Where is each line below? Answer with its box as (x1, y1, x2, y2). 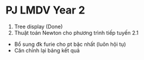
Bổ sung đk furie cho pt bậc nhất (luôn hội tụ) (14, 41, 126, 48)
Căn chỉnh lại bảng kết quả (14, 46, 80, 54)
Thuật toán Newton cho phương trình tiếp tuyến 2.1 (14, 29, 139, 36)
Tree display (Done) (14, 23, 63, 30)
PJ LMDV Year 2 (5, 4, 86, 17)
